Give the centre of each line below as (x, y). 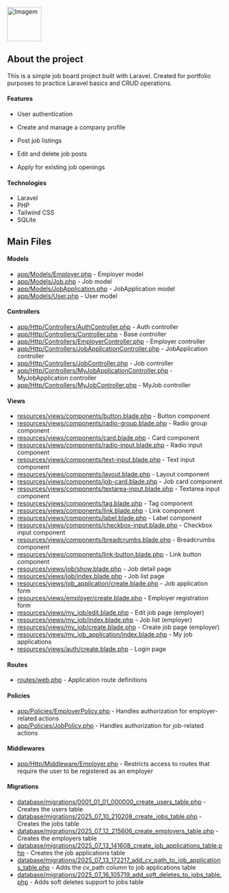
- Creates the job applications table (76, 853)
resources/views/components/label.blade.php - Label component (109, 518)
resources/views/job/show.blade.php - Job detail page (94, 569)
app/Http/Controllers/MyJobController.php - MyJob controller (104, 385)
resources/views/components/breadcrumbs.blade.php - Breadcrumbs (116, 540)
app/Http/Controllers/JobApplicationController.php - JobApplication (112, 349)
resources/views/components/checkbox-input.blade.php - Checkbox (114, 525)
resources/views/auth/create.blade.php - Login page (91, 649)
